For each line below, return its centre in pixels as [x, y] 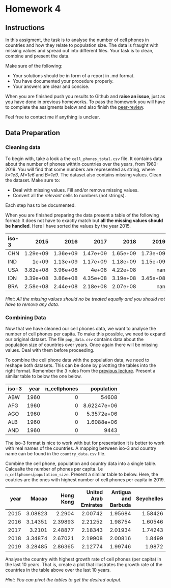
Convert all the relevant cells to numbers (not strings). [69, 195]
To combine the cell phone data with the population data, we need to [77, 360]
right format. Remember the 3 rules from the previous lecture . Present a [80, 370]
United [95, 492]
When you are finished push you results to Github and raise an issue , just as [85, 96]
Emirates [92, 505]
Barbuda [120, 505]
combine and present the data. [37, 56]
